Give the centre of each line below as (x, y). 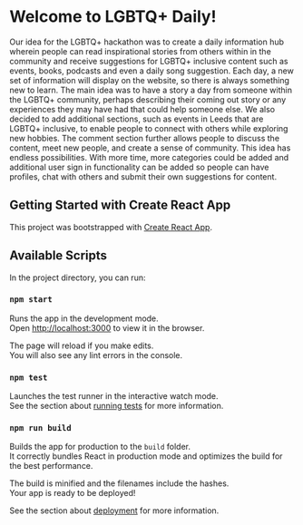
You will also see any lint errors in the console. (96, 355)
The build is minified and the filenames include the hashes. (119, 483)
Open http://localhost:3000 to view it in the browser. (107, 327)
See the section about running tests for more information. (117, 406)
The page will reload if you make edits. (82, 345)
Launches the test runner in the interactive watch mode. (114, 396)
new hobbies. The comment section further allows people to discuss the (144, 138)
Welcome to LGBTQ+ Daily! (113, 17)
